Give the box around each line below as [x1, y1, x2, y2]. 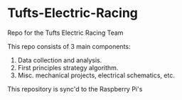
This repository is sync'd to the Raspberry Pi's [7, 84, 143, 93]
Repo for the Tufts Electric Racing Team [7, 28, 124, 37]
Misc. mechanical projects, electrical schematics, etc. [17, 71, 176, 79]
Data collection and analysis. [17, 55, 102, 65]
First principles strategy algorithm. [17, 63, 119, 72]
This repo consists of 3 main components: [7, 42, 131, 50]
